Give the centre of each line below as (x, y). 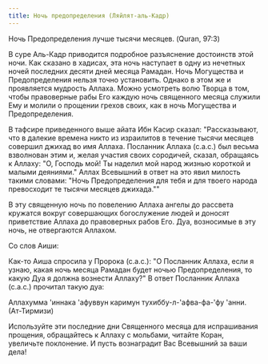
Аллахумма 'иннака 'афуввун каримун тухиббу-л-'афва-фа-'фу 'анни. (128, 302)
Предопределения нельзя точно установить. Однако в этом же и (120, 79)
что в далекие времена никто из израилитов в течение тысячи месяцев (131, 138)
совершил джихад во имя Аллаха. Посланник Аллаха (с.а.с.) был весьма (134, 146)
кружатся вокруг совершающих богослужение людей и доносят (119, 212)
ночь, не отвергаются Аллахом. (63, 230)
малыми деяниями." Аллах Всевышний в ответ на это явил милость (125, 172)
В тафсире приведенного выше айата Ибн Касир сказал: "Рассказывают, (133, 129)
